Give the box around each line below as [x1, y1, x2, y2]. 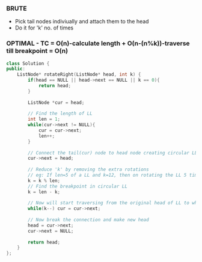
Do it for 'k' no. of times [14, 24, 74, 31]
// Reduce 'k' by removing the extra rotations [28, 166, 149, 172]
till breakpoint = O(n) [6, 47, 68, 55]
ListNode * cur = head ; [28, 99, 85, 106]
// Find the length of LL [28, 111, 93, 117]
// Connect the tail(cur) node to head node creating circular [28, 150, 189, 156]
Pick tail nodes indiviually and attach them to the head [14, 18, 149, 25]
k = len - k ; [28, 189, 61, 195]
